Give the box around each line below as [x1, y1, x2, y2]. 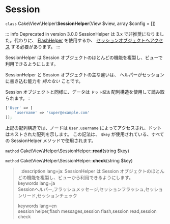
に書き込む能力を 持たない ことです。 [5, 78, 83, 84]
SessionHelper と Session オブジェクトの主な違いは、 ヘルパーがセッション [5, 71, 164, 77]
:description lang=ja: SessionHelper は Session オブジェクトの [20, 168, 152, 174]
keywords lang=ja [17, 180, 55, 186]
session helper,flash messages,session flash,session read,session [17, 208, 157, 214]
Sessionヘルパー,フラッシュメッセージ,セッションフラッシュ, [17, 186, 146, 192]
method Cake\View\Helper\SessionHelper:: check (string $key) [5, 157, 133, 163]
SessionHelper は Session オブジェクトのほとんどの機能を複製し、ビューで [5, 54, 163, 61]
